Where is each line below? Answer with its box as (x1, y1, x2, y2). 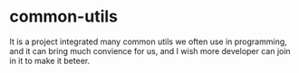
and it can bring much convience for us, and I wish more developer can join (9, 45, 292, 56)
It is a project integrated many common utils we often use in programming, (9, 36, 287, 47)
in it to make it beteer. (9, 55, 91, 66)
